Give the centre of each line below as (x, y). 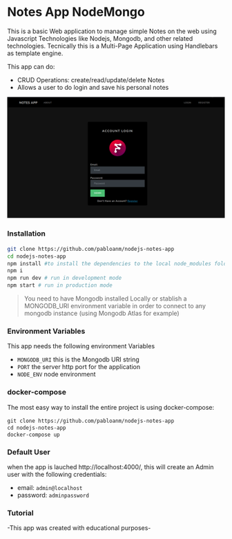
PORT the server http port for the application (79, 367)
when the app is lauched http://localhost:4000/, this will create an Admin (110, 466)
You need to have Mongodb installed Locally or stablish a (106, 299)
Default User (29, 452)
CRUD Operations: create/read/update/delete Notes (91, 79)
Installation (27, 234)
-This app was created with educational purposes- (79, 528)
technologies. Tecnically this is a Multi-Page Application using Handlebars (113, 46)
